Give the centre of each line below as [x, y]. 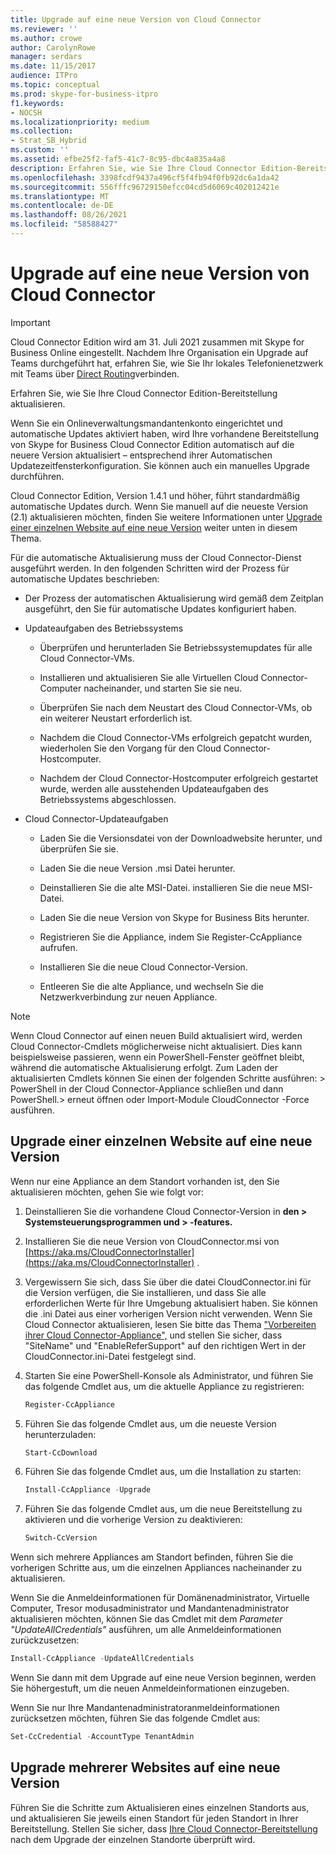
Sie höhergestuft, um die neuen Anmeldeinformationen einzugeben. [150, 1688]
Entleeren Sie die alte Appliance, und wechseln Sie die [151, 986]
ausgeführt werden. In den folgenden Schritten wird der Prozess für [150, 568]
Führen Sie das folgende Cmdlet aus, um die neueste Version [150, 1423]
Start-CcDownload [61, 1452]
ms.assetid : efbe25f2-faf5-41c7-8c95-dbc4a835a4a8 [118, 159]
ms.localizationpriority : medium [80, 122]
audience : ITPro [44, 76]
